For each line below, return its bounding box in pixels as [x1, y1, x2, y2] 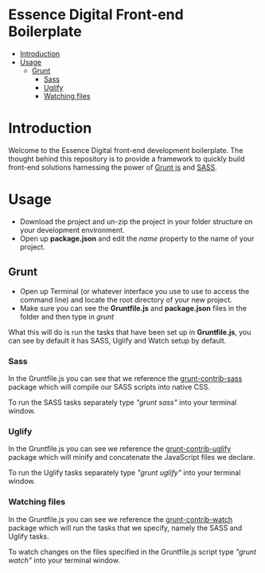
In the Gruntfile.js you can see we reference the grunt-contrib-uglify [8, 444, 232, 453]
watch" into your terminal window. [8, 555, 121, 565]
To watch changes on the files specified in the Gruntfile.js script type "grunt [8, 547, 257, 556]
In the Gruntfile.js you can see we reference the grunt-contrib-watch [8, 514, 233, 524]
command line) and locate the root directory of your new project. [19, 295, 232, 304]
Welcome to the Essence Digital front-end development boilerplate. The [8, 145, 244, 155]
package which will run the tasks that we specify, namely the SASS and [8, 523, 243, 532]
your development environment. [19, 225, 125, 234]
